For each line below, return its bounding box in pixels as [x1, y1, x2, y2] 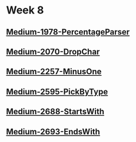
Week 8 [6, 4, 44, 17]
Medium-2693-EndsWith [6, 127, 100, 137]
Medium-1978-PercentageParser [6, 27, 130, 37]
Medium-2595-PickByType [6, 86, 108, 97]
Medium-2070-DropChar [6, 46, 100, 56]
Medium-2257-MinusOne [6, 67, 102, 77]
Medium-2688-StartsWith [6, 107, 105, 117]
